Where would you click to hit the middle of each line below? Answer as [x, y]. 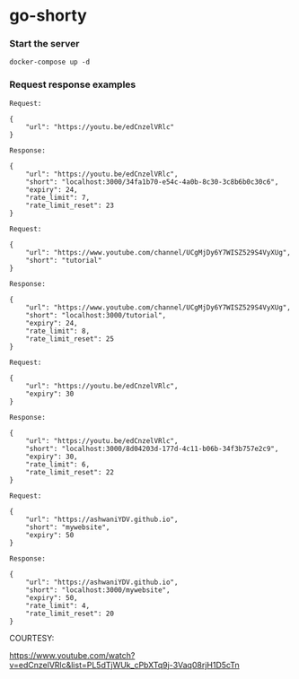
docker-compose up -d [50, 62]
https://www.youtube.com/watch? [72, 655]
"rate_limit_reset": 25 [70, 339]
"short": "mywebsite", [68, 527]
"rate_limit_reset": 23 [70, 205]
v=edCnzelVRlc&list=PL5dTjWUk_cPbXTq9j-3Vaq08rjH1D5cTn [124, 665]
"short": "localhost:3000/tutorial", [96, 315]
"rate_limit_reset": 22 [70, 472]
